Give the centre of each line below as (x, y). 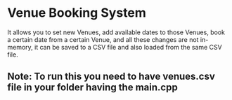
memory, (20, 47)
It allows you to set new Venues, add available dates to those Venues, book (116, 32)
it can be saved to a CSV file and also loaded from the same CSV (128, 47)
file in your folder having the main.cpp (92, 88)
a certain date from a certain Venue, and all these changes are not (103, 39)
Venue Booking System (77, 13)
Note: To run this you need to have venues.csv (111, 77)
